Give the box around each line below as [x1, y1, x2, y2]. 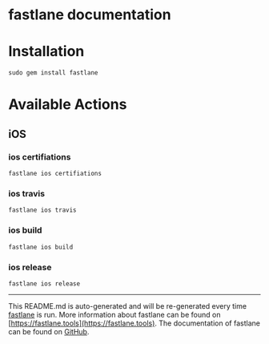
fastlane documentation [8, 6, 171, 24]
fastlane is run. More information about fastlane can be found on [8, 310, 221, 319]
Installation [8, 42, 85, 61]
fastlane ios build [8, 243, 74, 251]
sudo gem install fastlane [8, 69, 98, 77]
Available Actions [8, 95, 127, 114]
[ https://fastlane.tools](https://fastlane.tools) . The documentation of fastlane [8, 318, 260, 328]
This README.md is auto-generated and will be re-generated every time [8, 301, 247, 310]
